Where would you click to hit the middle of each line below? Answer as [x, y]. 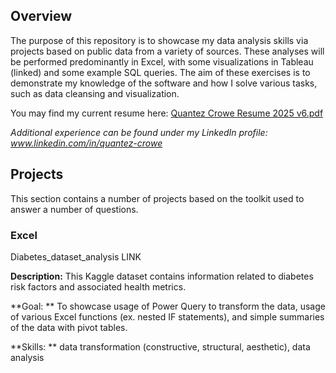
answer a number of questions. [74, 209]
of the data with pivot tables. [69, 327]
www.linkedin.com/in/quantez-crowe [86, 143]
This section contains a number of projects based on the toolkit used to [157, 198]
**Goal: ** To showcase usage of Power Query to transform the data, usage [168, 306]
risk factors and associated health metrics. [98, 286]
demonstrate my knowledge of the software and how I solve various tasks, [164, 83]
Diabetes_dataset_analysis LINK [76, 256]
